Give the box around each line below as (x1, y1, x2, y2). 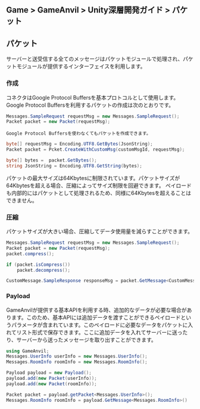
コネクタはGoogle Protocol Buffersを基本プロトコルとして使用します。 (6, 94, 179, 101)
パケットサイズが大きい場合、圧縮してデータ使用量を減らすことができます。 (6, 228, 193, 235)
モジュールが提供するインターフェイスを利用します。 (16, 63, 146, 70)
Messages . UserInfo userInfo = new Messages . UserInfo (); (6, 354, 148, 360)
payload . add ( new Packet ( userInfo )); (6, 376, 97, 382)
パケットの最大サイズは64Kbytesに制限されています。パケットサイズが (6, 174, 180, 181)
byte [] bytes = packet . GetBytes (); (6, 157, 97, 163)
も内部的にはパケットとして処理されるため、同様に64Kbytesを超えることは (6, 189, 192, 196)
